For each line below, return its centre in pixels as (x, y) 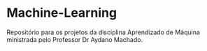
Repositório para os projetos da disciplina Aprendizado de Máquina (103, 32)
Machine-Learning (62, 13)
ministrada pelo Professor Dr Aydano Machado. (75, 39)
